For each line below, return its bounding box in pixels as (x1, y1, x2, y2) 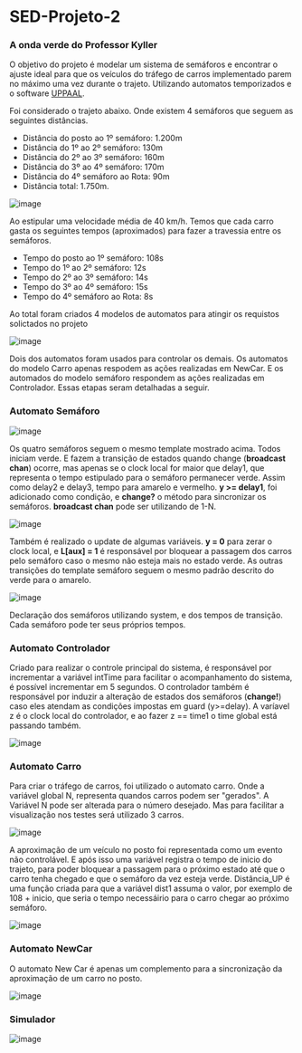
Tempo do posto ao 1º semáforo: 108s (22, 253, 165, 263)
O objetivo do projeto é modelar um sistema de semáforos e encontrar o (9, 59, 278, 70)
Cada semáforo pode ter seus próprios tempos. (9, 618, 186, 630)
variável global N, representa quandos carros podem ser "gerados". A (9, 790, 269, 801)
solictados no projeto (9, 319, 89, 330)
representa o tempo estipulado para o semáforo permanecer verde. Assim (9, 472, 286, 483)
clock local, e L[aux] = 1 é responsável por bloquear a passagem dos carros (9, 545, 292, 556)
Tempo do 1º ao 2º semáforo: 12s (22, 263, 146, 273)
